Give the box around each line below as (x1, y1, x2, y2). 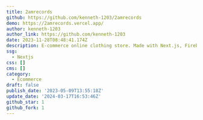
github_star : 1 (6, 99, 45, 105)
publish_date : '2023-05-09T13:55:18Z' (6, 88, 104, 94)
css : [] (6, 59, 26, 65)
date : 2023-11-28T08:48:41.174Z (6, 37, 88, 43)
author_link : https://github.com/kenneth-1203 (6, 32, 126, 38)
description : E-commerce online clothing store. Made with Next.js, (6, 43, 182, 49)
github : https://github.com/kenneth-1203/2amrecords (6, 15, 142, 21)
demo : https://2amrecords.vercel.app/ (6, 20, 104, 26)
